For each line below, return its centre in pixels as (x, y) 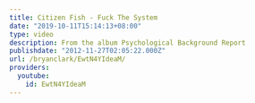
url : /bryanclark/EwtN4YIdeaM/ (68, 59)
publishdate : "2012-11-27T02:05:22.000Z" (88, 51)
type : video (31, 34)
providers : (30, 68)
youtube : (34, 76)
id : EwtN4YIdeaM (56, 84)
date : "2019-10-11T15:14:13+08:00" (76, 26)
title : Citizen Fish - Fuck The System (84, 17)
